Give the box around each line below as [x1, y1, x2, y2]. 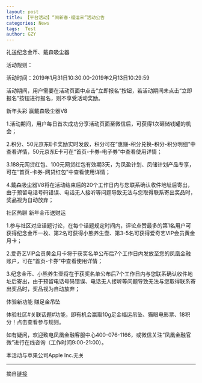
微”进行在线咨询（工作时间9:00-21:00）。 [6, 339, 107, 346]
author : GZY [6, 31, 36, 37]
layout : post [6, 8, 39, 15]
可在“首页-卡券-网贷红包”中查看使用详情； [6, 168, 111, 176]
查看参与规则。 [26, 318, 64, 326]
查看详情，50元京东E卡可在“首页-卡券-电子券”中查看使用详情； [6, 148, 162, 156]
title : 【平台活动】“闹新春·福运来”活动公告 [6, 14, 105, 21]
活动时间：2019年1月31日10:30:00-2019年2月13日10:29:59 [6, 74, 150, 81]
